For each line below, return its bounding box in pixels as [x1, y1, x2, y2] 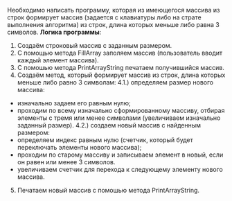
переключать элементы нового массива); [17, 143, 142, 151]
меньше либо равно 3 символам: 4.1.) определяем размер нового [17, 78, 213, 86]
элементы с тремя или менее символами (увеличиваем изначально [17, 114, 221, 122]
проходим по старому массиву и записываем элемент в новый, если [17, 150, 224, 159]
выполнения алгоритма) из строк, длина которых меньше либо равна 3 [7, 21, 220, 28]
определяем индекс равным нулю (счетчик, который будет [17, 136, 194, 144]
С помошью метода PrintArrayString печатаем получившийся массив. [17, 64, 225, 71]
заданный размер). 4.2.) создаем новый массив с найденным [17, 121, 202, 129]
